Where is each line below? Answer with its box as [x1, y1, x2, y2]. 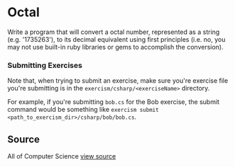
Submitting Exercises [7, 60, 83, 70]
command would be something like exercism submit [7, 105, 159, 114]
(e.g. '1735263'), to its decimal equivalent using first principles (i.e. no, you [7, 35, 226, 43]
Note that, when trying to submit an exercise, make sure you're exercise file [7, 76, 229, 85]
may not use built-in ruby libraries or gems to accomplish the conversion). [7, 42, 224, 51]
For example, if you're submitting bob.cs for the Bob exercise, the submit [7, 98, 220, 106]
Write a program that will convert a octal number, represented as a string [7, 28, 220, 36]
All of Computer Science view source [7, 152, 116, 161]
